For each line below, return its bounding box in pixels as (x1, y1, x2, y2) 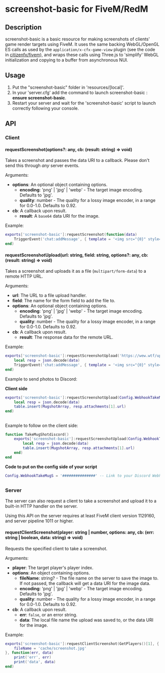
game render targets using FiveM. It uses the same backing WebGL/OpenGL (5, 41, 160, 47)
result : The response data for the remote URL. (19, 334, 113, 340)
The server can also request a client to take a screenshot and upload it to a (5, 498, 157, 504)
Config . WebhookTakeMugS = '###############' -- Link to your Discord (5, 473, 151, 478)
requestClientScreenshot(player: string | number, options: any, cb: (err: (5, 529, 155, 535)
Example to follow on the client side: (5, 422, 79, 428)
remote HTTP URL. (5, 273, 43, 279)
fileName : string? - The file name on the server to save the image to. (19, 575, 159, 581)
